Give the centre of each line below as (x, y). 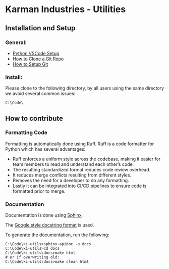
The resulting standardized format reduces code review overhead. (81, 169)
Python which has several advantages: (45, 149)
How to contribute (34, 118)
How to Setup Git (30, 64)
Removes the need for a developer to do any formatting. (71, 180)
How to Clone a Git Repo (38, 59)
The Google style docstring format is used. (50, 225)
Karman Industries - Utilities (66, 9)
